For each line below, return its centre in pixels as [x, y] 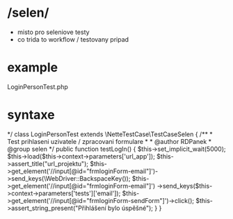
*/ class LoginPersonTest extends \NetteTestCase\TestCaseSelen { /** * [110, 134]
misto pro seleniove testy [53, 32]
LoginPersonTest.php [38, 87]
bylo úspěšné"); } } [135, 208]
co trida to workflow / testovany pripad [73, 39]
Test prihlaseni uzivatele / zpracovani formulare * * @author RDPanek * [110, 141]
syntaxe [31, 115]
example [33, 68]
